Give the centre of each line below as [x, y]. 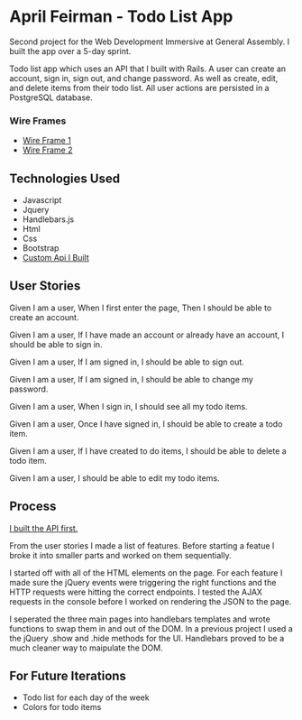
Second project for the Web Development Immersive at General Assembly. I [150, 42]
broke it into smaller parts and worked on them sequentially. [120, 555]
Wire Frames [38, 121]
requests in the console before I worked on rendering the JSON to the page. [151, 601]
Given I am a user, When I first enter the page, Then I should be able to [141, 308]
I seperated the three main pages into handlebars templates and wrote [140, 619]
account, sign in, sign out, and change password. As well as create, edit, [144, 78]
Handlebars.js [48, 219]
